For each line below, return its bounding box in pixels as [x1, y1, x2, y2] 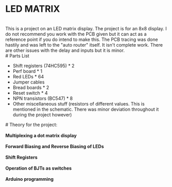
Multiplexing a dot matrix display [5, 132, 77, 138]
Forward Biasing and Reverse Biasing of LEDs [5, 143, 104, 149]
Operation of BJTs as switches [5, 165, 72, 171]
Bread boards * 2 [12, 84, 50, 90]
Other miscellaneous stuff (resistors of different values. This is [12, 100, 145, 107]
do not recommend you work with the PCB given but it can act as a [5, 31, 147, 37]
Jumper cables [12, 79, 45, 85]
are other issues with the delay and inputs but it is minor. [5, 47, 125, 53]
